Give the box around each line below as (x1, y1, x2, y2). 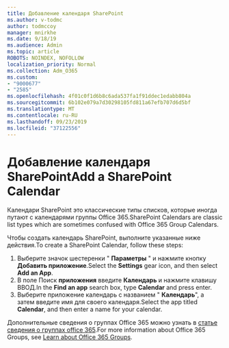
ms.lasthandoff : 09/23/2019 (7, 118, 87, 125)
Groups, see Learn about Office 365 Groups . (7, 333, 133, 341)
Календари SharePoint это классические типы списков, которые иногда (7, 206, 217, 214)
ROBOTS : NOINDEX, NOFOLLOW (7, 55, 84, 62)
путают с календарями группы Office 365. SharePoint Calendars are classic (7, 213, 223, 221)
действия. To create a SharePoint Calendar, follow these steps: (7, 241, 183, 249)
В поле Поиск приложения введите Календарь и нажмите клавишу (16, 276, 217, 284)
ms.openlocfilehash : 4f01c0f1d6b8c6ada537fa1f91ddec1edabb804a (7, 93, 191, 100)
